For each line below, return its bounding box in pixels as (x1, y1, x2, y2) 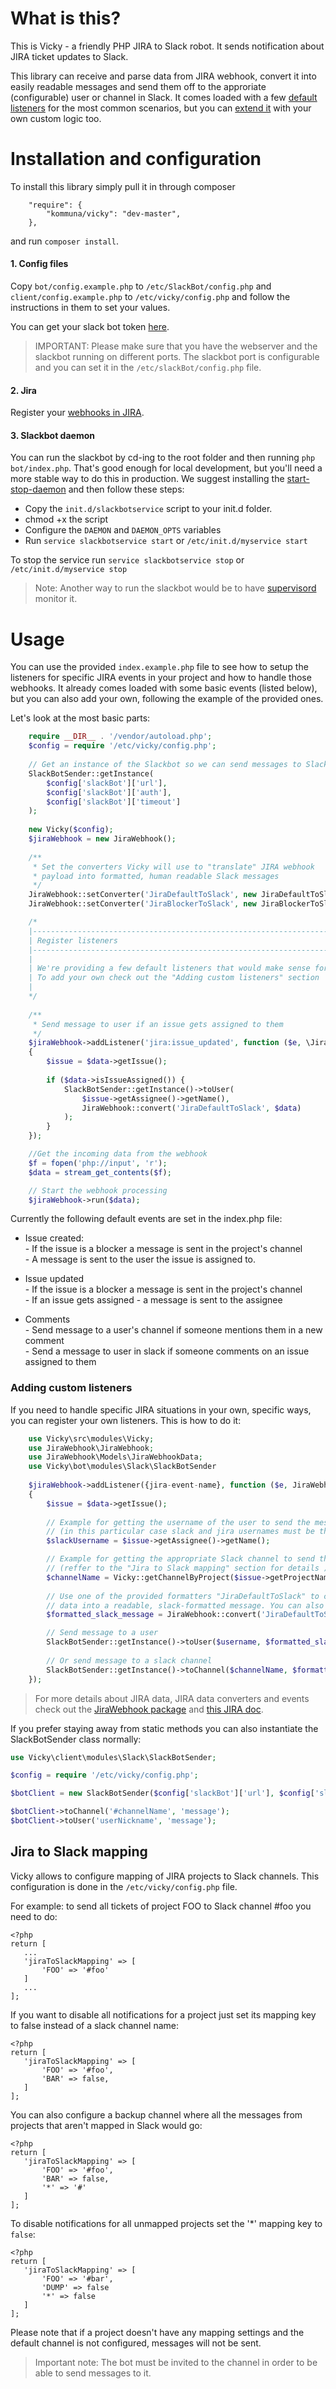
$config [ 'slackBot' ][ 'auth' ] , (46, 787, 172, 797)
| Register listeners (28, 935, 118, 946)
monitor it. (34, 593, 78, 605)
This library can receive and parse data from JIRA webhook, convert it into (10, 70, 317, 82)
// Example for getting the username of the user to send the (46, 1517, 311, 1527)
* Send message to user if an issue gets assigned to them (32, 1019, 284, 1029)
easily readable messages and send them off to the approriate (10, 80, 267, 92)
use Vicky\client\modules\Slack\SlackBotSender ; (10, 1752, 217, 1762)
